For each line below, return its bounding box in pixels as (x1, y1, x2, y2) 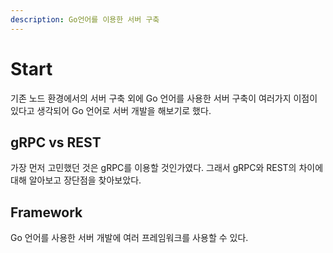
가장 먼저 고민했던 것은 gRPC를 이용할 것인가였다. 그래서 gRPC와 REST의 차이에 (10, 162, 324, 174)
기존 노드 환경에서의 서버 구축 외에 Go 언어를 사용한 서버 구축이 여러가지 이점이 (10, 92, 318, 104)
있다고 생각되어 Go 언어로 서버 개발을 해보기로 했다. (10, 104, 212, 116)
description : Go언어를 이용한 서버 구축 (10, 14, 160, 25)
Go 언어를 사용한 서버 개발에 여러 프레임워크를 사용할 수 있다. (10, 232, 249, 244)
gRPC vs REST (10, 134, 102, 151)
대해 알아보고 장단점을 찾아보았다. (10, 174, 142, 186)
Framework (10, 204, 83, 221)
